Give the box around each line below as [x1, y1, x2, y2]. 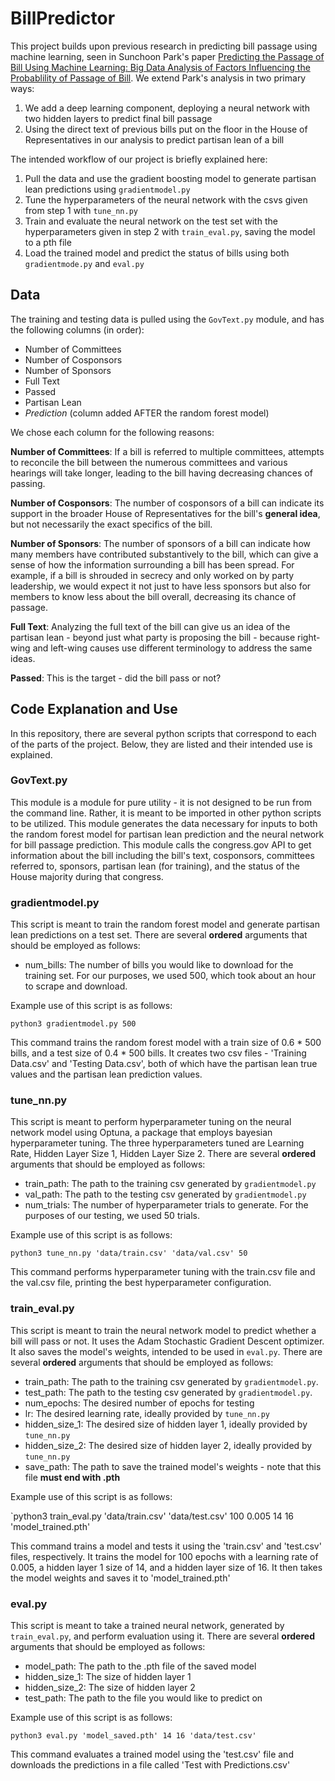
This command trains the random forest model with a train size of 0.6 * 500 [10, 1037, 322, 1049]
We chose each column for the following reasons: [10, 426, 215, 438]
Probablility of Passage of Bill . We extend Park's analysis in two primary [10, 72, 307, 84]
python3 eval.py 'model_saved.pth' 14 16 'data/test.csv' [10, 1731, 257, 1741]
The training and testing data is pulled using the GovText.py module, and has [10, 313, 325, 325]
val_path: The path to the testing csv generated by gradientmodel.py [24, 1188, 307, 1201]
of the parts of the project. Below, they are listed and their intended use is [10, 738, 313, 750]
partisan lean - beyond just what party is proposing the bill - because [10, 631, 296, 643]
